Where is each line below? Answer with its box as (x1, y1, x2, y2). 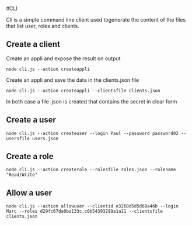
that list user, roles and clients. (6, 23, 80, 29)
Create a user (6, 115, 57, 125)
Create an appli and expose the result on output (6, 55, 121, 62)
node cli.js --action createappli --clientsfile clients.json (6, 88, 160, 94)
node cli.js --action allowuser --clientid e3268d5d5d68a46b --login (6, 203, 179, 209)
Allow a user (6, 188, 53, 198)
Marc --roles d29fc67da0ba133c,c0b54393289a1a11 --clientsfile (6, 209, 163, 214)
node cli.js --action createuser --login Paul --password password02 (6, 130, 179, 136)
